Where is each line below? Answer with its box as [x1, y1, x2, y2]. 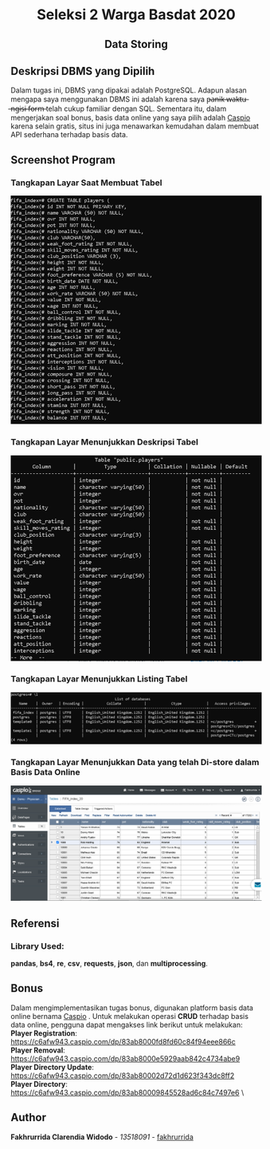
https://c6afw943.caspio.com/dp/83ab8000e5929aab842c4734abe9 [10, 1053, 241, 1063]
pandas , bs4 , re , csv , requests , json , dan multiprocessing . [10, 959, 208, 968]
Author [10, 1111, 46, 1124]
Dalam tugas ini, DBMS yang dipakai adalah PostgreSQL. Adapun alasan [10, 85, 247, 95]
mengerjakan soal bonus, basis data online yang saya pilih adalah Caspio [10, 113, 251, 123]
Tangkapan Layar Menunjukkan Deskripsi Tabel [10, 436, 199, 448]
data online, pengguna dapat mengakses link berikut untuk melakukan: [10, 1020, 243, 1029]
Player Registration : [10, 1028, 78, 1038]
